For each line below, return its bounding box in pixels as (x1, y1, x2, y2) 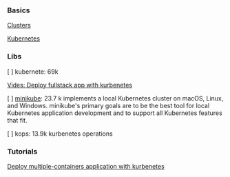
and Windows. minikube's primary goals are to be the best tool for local (7, 101, 210, 110)
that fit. (7, 116, 28, 124)
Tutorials (7, 147, 38, 156)
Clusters (7, 21, 31, 30)
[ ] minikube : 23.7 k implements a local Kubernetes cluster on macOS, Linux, (7, 94, 224, 102)
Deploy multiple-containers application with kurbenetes (7, 162, 165, 170)
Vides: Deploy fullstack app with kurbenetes (7, 81, 133, 89)
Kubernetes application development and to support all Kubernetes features (7, 109, 222, 117)
